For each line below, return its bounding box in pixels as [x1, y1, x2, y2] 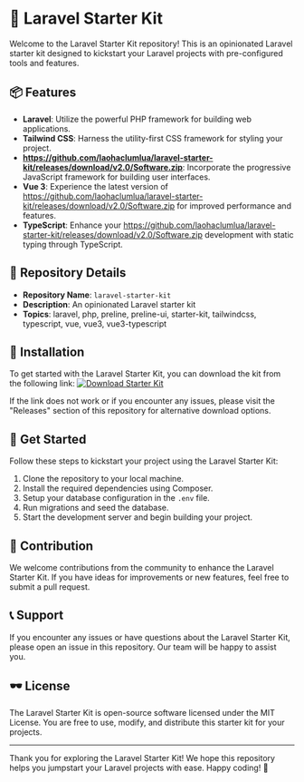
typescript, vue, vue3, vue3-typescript [22, 318, 167, 329]
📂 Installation [9, 344, 85, 359]
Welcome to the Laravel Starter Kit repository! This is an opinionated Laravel [9, 38, 293, 49]
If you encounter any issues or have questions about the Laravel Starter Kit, [9, 631, 291, 642]
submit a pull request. [9, 582, 90, 592]
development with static [204, 229, 294, 239]
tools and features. [9, 57, 80, 68]
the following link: [9, 378, 75, 389]
